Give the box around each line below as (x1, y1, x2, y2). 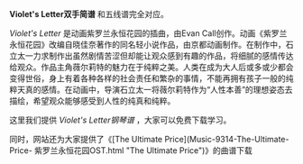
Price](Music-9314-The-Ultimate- (164, 134, 289, 144)
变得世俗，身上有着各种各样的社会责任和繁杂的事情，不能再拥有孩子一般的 (9, 73, 286, 84)
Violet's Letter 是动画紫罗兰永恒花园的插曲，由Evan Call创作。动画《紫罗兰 (9, 28, 288, 39)
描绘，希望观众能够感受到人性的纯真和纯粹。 (9, 96, 176, 106)
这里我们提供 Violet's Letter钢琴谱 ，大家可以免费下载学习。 (9, 114, 232, 125)
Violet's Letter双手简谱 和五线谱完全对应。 (9, 9, 170, 19)
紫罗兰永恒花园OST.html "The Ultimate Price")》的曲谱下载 (34, 145, 252, 156)
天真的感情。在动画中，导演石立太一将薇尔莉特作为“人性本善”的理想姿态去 (16, 85, 293, 95)
